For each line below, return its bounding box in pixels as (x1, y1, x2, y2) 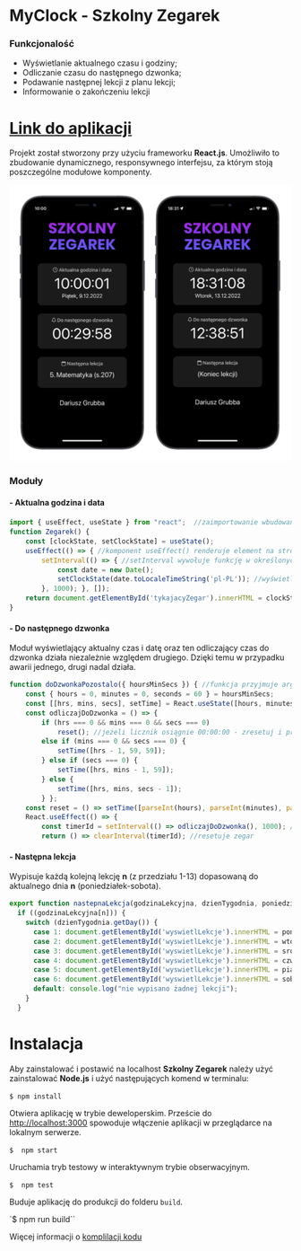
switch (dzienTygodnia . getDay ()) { (25, 918, 159, 928)
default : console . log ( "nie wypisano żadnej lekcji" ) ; (32, 984, 239, 993)
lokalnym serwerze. (9, 1126, 82, 1137)
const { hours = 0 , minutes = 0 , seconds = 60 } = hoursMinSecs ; (25, 690, 275, 699)
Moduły (9, 475, 44, 488)
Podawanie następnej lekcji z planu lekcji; (21, 77, 176, 88)
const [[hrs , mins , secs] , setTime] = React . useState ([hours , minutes (25, 699, 295, 708)
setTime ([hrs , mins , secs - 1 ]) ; (56, 784, 182, 793)
